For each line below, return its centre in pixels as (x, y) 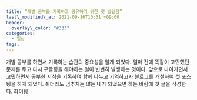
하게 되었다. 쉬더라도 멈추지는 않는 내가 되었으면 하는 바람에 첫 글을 (94, 84)
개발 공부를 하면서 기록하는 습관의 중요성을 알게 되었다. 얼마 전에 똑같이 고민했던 (98, 62)
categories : (21, 34)
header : (16, 22)
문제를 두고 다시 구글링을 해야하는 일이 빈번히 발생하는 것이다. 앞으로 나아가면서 (97, 69)
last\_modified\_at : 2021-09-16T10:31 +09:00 (63, 17)
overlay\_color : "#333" (40, 28)
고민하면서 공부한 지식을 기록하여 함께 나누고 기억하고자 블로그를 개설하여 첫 (93, 76)
